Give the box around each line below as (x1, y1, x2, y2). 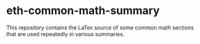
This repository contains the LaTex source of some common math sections (6, 24, 194, 31)
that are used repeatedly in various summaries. (6, 30, 125, 37)
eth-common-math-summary (6, 4, 160, 18)
